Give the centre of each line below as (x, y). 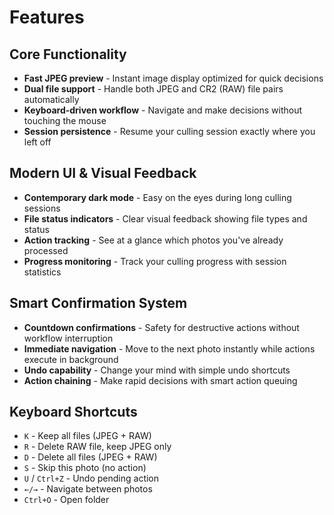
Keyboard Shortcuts (73, 412)
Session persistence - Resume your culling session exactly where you (169, 131)
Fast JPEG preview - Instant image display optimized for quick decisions (173, 78)
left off (37, 142)
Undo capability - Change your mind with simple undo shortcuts (157, 370)
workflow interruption (68, 338)
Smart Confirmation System (98, 303)
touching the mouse (65, 120)
